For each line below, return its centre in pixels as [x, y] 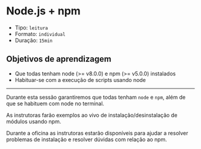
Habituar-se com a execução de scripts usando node [80, 80]
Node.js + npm [43, 11]
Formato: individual [40, 34]
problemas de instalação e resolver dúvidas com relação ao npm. [87, 139]
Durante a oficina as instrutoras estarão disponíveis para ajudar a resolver [97, 133]
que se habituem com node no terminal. [55, 104]
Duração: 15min [33, 40]
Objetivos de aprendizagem [59, 59]
